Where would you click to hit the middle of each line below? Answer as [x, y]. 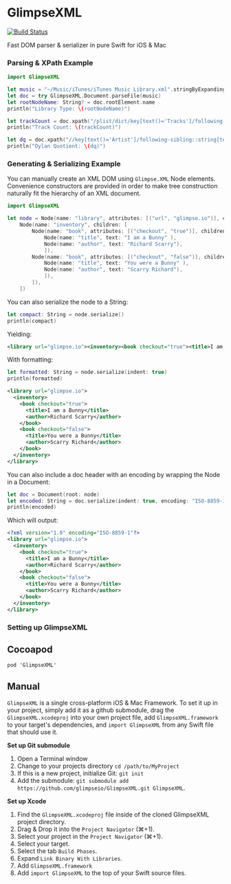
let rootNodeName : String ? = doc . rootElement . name [81, 102]
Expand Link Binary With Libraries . [69, 859]
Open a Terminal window [52, 759]
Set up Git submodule [38, 745]
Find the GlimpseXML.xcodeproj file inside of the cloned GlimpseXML [113, 815]
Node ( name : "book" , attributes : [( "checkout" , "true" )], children [129, 232]
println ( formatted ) [35, 379]
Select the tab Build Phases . [57, 851]
